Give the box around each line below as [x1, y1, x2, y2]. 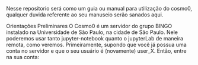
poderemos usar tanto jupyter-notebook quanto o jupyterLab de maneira [6, 35, 184, 42]
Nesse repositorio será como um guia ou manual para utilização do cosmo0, [6, 5, 193, 12]
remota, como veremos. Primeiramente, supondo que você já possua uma [6, 41, 187, 48]
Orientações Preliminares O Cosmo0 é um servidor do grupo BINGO [6, 23, 173, 29]
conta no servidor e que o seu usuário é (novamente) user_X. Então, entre [6, 47, 187, 54]
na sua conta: [6, 54, 40, 60]
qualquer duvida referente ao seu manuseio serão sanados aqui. [6, 11, 164, 18]
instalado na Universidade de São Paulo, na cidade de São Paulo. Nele [6, 29, 178, 36]
